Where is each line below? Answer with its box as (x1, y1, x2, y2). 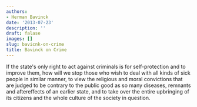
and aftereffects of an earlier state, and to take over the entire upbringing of (6, 88, 190, 95)
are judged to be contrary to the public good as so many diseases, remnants (6, 82, 191, 89)
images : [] (6, 36, 33, 42)
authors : (6, 8, 28, 15)
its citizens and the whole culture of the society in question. (6, 94, 151, 101)
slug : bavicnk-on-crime (6, 42, 65, 48)
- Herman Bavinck (6, 14, 49, 20)
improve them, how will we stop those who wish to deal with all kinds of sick (6, 69, 191, 76)
